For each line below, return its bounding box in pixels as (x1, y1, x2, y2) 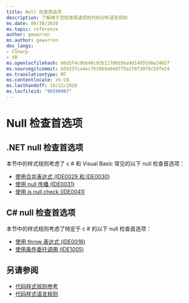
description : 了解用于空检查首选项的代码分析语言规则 (6, 15, 128, 21)
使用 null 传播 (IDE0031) (15, 180, 75, 188)
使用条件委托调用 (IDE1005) (15, 245, 84, 253)
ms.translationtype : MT (6, 71, 67, 77)
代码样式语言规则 (15, 290, 58, 298)
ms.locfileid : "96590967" (6, 88, 72, 94)
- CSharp (6, 49, 29, 55)
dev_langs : (6, 43, 34, 49)
